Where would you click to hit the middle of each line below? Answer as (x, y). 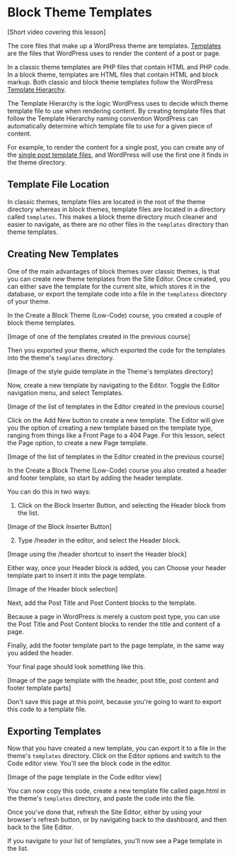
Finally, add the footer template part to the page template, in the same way (116, 645)
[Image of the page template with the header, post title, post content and (113, 680)
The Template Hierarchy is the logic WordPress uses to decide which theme (118, 103)
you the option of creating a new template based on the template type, (110, 428)
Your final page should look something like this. (76, 667)
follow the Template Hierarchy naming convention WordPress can (103, 118)
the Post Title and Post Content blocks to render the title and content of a (114, 624)
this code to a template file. (47, 709)
